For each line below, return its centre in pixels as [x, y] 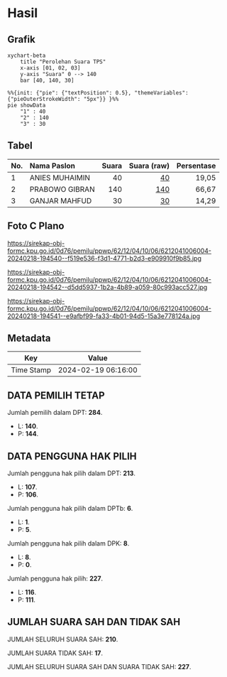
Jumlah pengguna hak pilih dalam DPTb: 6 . [70, 509]
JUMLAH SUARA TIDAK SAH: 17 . [55, 653]
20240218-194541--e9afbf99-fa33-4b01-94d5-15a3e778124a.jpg [104, 316]
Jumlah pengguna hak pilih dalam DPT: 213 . [72, 473]
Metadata [29, 338]
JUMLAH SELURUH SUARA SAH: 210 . [63, 639]
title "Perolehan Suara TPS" [63, 62]
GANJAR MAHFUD [61, 200]
